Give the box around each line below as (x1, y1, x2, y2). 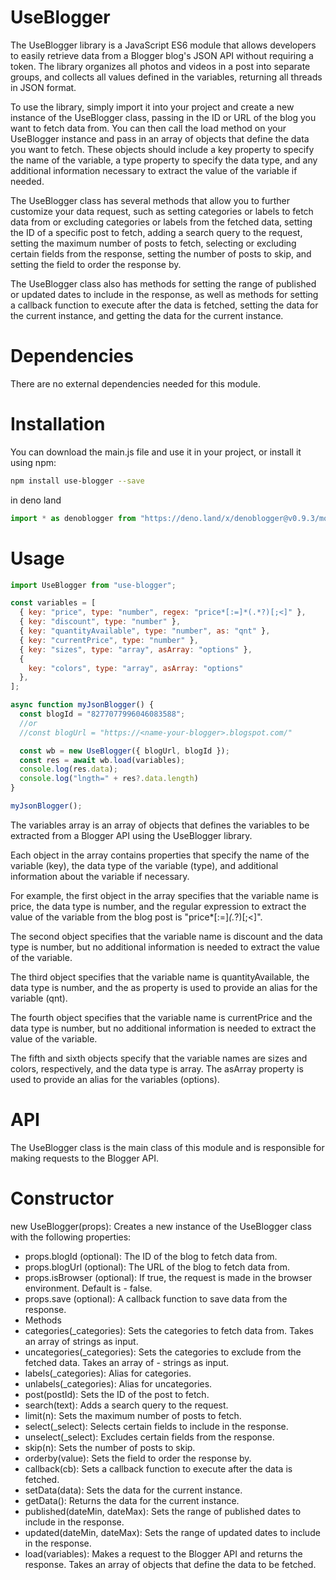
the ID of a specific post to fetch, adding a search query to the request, (10, 226, 303, 238)
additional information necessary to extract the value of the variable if (10, 164, 298, 176)
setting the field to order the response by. (10, 258, 182, 270)
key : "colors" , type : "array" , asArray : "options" (28, 663, 244, 673)
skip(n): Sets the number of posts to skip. (24, 1441, 196, 1453)
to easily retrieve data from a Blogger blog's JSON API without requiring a (10, 49, 314, 61)
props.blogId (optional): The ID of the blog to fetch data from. (24, 1250, 278, 1262)
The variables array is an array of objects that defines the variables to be (10, 819, 310, 831)
